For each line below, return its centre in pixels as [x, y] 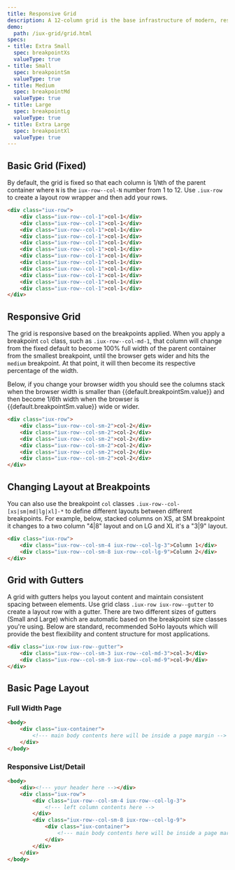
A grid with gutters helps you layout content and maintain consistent [106, 597]
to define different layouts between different [129, 511]
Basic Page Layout [48, 688]
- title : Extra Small [39, 46]
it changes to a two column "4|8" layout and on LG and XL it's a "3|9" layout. [117, 526]
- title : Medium [31, 85]
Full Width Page [34, 708]
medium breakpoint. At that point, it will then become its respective [101, 363]
